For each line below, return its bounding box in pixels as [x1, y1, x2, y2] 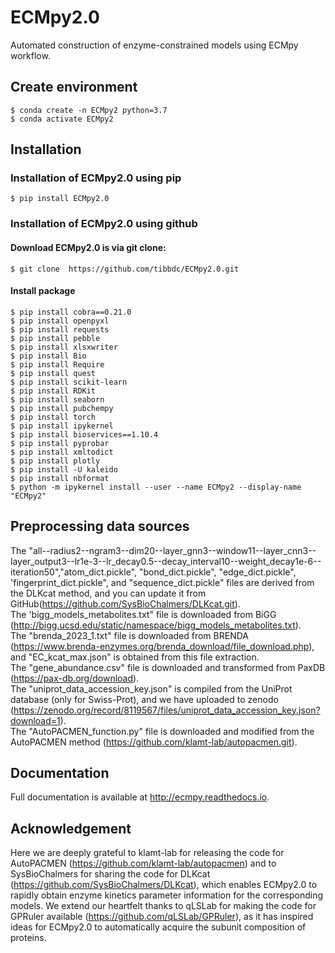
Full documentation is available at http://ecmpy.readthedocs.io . [10, 791, 270, 803]
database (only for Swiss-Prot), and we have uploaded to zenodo [10, 693, 279, 705]
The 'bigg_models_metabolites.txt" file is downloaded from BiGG [10, 608, 277, 620]
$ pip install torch [10, 412, 97, 422]
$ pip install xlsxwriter [10, 342, 118, 352]
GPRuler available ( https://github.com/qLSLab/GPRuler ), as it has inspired [10, 911, 314, 923]
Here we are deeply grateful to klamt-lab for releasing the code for [10, 847, 285, 859]
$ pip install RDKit [10, 386, 97, 396]
